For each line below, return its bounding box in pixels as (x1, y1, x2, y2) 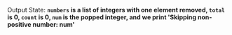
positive (7, 21, 32, 28)
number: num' (32, 21, 75, 28)
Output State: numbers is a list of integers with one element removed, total (7, 6, 226, 14)
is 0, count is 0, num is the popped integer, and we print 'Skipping (7, 13, 197, 21)
